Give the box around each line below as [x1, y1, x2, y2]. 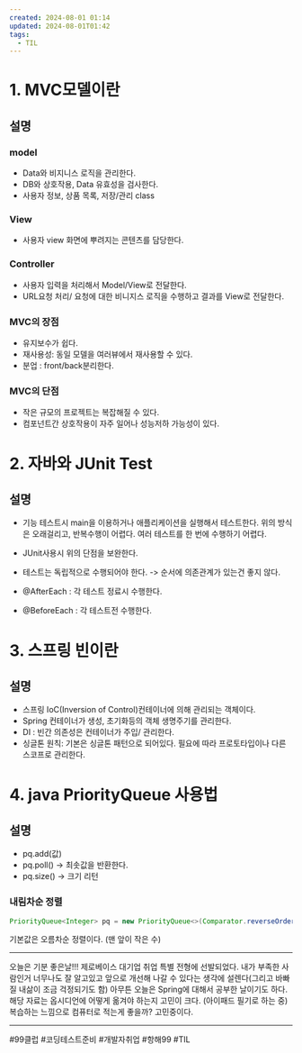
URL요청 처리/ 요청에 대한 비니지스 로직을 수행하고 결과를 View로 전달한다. [22, 290, 285, 302]
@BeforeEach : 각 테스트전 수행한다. [22, 605, 153, 616]
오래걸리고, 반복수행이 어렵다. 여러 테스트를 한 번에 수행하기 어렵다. [31, 529, 267, 540]
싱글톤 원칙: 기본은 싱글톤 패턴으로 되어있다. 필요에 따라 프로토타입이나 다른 [22, 738, 287, 749]
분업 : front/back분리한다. [22, 360, 114, 371]
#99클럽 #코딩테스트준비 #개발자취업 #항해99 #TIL [9, 1034, 191, 1045]
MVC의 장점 [9, 315, 59, 328]
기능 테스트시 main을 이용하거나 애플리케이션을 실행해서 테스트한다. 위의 [22, 517, 276, 528]
